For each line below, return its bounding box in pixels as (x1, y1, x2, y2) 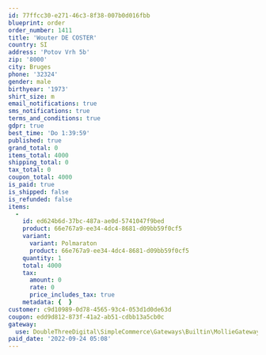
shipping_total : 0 (8, 159, 69, 167)
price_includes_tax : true (28, 291, 115, 299)
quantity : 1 (22, 254, 62, 262)
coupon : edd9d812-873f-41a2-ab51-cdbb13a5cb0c (8, 313, 165, 321)
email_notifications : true (8, 100, 97, 108)
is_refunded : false (8, 195, 73, 203)
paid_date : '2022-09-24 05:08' (8, 335, 112, 343)
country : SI (8, 41, 47, 49)
